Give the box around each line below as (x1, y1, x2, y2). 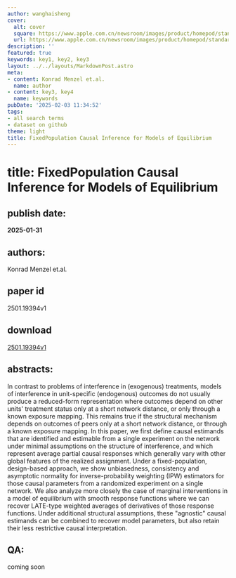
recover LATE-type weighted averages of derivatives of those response (7, 501, 214, 510)
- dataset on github (7, 121, 68, 129)
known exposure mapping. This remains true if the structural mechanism (7, 412, 218, 420)
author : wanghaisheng (7, 10, 71, 18)
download (7, 324, 52, 336)
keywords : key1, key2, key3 (7, 56, 90, 63)
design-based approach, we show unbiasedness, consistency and (7, 464, 199, 473)
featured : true (7, 50, 52, 57)
